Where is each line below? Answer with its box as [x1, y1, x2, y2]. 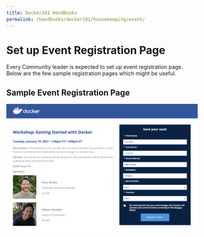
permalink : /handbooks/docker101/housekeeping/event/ [6, 16, 146, 23]
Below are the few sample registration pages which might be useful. [6, 70, 177, 77]
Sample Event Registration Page [6, 87, 131, 97]
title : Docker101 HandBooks [6, 10, 78, 16]
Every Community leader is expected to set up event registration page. [6, 63, 183, 71]
